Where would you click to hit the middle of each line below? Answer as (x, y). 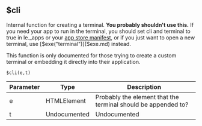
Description (144, 87)
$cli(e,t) (19, 73)
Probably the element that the (137, 97)
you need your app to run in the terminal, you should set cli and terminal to (98, 31)
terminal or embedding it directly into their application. (73, 62)
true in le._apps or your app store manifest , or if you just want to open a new (101, 37)
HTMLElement (66, 100)
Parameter (25, 87)
